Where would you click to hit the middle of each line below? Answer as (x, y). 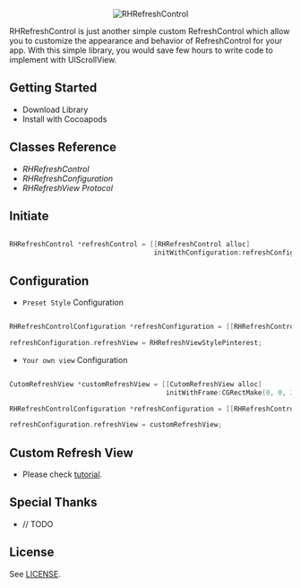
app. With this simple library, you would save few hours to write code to (141, 50)
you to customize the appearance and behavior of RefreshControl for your (146, 41)
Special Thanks (53, 502)
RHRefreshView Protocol (68, 187)
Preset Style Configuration (73, 302)
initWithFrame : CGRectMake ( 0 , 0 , (226, 393)
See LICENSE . (35, 574)
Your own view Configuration (75, 359)
